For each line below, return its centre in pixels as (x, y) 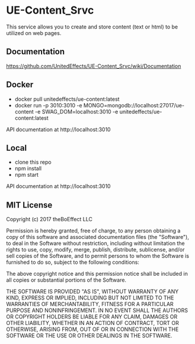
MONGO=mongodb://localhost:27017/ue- (134, 105)
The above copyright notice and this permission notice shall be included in (97, 274)
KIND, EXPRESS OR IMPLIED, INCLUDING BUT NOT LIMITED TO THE (90, 298)
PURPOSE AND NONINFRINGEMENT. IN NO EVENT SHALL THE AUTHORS (97, 310)
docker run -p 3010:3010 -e (48, 105)
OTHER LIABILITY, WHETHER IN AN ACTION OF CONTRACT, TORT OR (92, 323)
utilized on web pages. (34, 33)
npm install (28, 168)
